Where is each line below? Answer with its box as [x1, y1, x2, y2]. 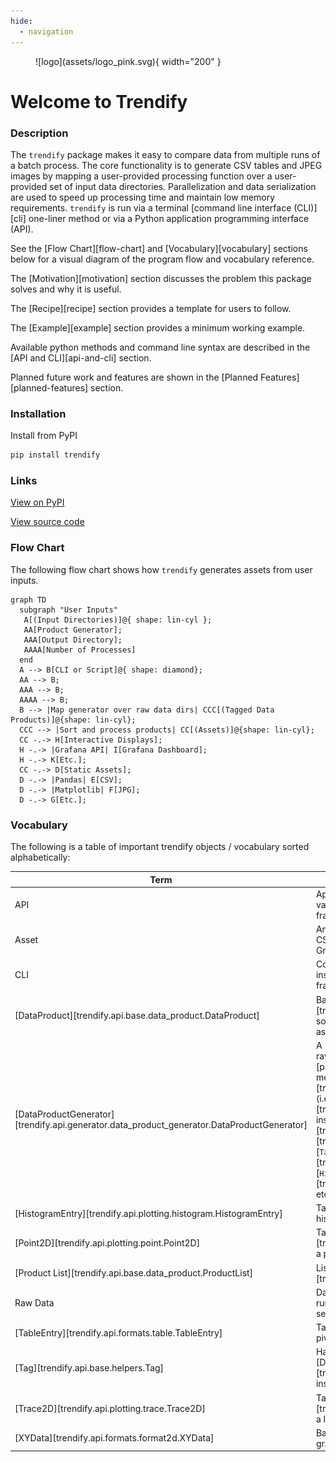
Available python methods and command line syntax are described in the [10, 341, 311, 353]
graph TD [10, 595, 47, 605]
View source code [10, 516, 85, 528]
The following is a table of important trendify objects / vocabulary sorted [10, 841, 310, 853]
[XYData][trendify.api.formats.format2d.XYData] [14, 1432, 215, 1444]
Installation [10, 406, 67, 420]
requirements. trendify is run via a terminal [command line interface [10, 201, 292, 214]
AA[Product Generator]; [23, 625, 123, 635]
